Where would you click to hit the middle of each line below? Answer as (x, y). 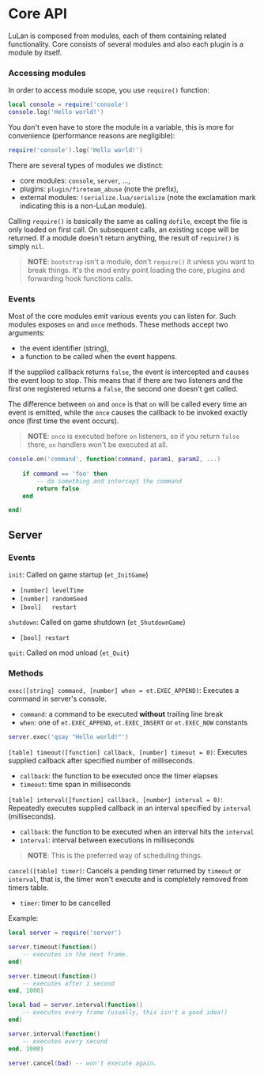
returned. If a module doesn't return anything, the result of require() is (124, 237)
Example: (23, 918)
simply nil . (26, 246)
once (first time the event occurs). (64, 421)
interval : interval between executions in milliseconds (107, 840)
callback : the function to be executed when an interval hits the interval (137, 832)
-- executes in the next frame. (75, 954)
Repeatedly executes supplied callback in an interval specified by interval (130, 808)
